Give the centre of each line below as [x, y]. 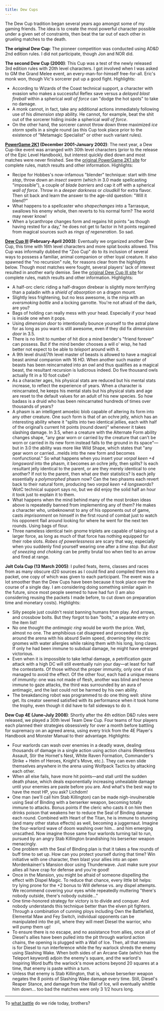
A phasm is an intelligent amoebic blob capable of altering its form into [83, 411]
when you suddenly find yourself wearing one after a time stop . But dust [85, 546]
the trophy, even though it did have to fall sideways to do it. [72, 705]
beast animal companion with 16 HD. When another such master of [79, 359]
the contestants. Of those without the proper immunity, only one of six [82, 669]
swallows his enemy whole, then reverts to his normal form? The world [83, 211]
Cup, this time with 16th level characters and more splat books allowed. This [81, 246]
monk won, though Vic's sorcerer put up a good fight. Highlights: [70, 79]
